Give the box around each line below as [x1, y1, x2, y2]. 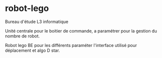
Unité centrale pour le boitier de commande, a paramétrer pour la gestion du [5, 28, 157, 34]
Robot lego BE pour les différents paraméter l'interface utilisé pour [5, 42, 137, 48]
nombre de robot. [5, 33, 40, 39]
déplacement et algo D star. [5, 47, 60, 53]
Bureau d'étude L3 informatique [5, 19, 69, 24]
